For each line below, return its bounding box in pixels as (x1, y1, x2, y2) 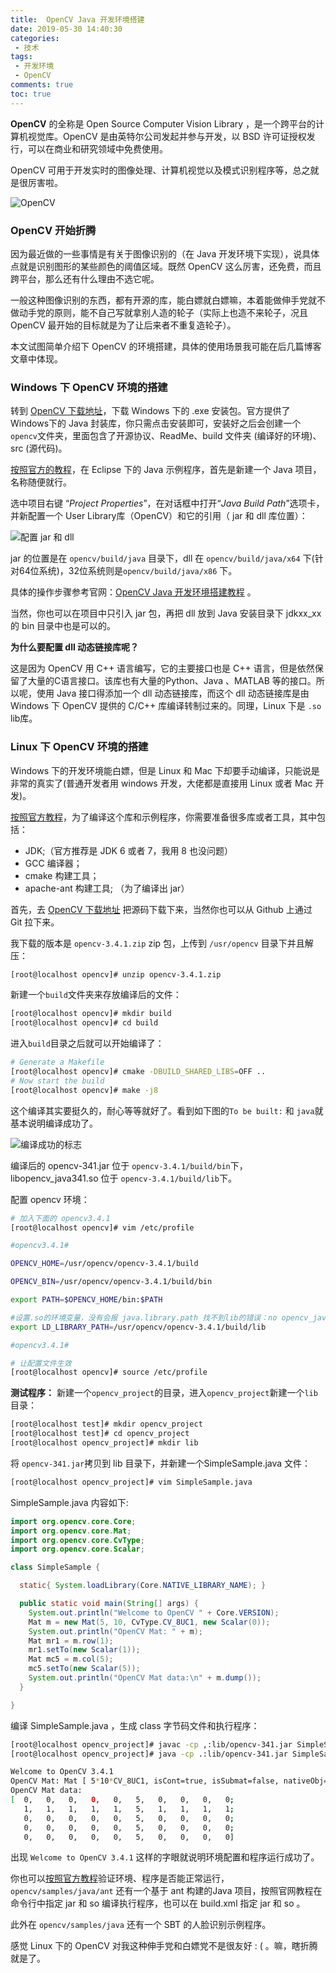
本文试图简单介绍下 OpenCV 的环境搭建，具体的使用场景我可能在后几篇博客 (10, 340, 322, 352)
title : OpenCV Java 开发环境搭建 (10, 14, 145, 25)
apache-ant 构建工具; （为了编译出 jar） (24, 882, 190, 894)
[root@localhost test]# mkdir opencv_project (10, 1419, 203, 1430)
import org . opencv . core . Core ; (10, 1516, 137, 1526)
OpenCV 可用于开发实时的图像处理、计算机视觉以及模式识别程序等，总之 (10, 164, 311, 176)
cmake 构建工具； (24, 869, 100, 881)
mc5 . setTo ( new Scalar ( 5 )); (28, 1664, 141, 1674)
